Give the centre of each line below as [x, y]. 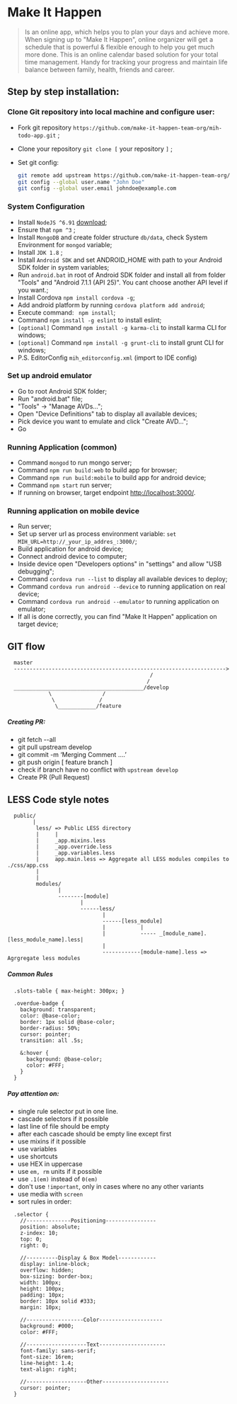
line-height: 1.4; [47, 1363]
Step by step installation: [63, 92]
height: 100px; [42, 1289]
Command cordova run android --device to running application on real [121, 587]
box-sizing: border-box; [57, 1276]
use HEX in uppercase [50, 1164]
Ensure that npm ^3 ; [46, 229]
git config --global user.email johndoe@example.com [97, 188]
